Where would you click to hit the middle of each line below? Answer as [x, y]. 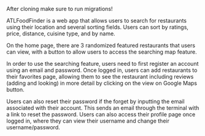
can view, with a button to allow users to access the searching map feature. [102, 52]
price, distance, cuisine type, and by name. [61, 34]
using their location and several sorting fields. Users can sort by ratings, [98, 27]
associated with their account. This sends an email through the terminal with [103, 108]
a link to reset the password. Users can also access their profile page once [101, 114]
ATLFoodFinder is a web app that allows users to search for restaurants [97, 20]
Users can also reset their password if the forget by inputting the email [96, 101]
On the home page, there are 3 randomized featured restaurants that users [101, 45]
